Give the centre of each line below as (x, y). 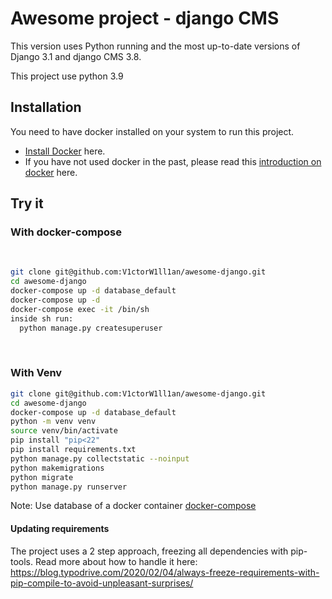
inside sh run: (42, 318)
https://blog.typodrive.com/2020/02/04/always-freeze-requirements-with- (165, 572)
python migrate (42, 477)
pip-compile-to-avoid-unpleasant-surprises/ (102, 583)
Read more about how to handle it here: (116, 561)
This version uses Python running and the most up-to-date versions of (155, 46)
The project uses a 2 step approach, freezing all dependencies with (149, 551)
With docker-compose (66, 232)
